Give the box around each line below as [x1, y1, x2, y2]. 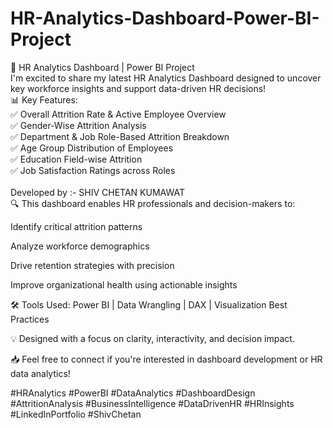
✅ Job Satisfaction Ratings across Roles [10, 164, 176, 176]
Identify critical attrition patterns [10, 220, 143, 232]
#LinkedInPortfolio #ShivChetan [10, 408, 142, 420]
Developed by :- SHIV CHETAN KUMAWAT [10, 186, 185, 198]
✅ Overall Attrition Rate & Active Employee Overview [10, 108, 227, 120]
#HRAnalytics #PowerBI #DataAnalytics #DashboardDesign [10, 387, 256, 399]
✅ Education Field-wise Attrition [10, 153, 143, 165]
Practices [10, 313, 50, 325]
